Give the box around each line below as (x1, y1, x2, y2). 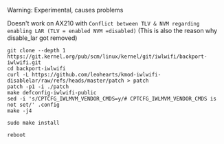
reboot (7, 132, 26, 138)
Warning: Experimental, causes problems (7, 6, 124, 14)
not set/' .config (7, 101, 60, 108)
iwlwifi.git (7, 59, 41, 66)
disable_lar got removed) (7, 34, 78, 42)
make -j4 (7, 107, 32, 114)
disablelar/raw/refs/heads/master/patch (7, 77, 125, 84)
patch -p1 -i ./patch (7, 83, 69, 90)
